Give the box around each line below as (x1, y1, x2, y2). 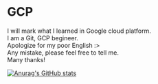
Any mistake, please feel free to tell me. (7, 48, 119, 57)
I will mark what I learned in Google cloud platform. (7, 27, 151, 35)
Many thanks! (7, 55, 46, 64)
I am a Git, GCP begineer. (7, 33, 79, 42)
